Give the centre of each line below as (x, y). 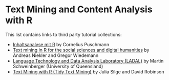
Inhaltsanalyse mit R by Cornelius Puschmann (61, 44)
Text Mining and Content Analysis (79, 9)
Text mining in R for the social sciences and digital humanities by (81, 50)
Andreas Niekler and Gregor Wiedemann (56, 55)
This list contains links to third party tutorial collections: (64, 34)
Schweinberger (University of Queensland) (58, 66)
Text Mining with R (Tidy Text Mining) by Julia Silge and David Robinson (88, 72)
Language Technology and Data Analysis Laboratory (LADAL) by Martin (88, 61)
